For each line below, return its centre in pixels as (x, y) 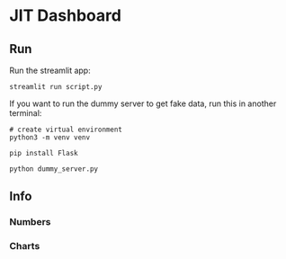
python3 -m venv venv (50, 138)
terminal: (26, 113)
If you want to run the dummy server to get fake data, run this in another (143, 103)
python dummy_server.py (54, 169)
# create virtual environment (66, 129)
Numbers (30, 222)
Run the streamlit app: (50, 70)
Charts (25, 246)
